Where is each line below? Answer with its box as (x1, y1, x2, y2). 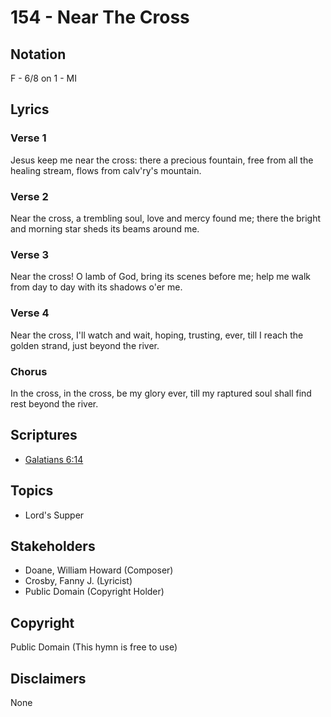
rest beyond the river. (10, 397, 99, 410)
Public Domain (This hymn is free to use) (10, 641, 178, 653)
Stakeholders (10, 537, 96, 555)
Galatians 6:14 (24, 453, 84, 465)
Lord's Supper (24, 509, 85, 521)
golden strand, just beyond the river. (10, 339, 160, 351)
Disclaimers (10, 670, 87, 687)
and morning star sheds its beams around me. (10, 222, 200, 235)
